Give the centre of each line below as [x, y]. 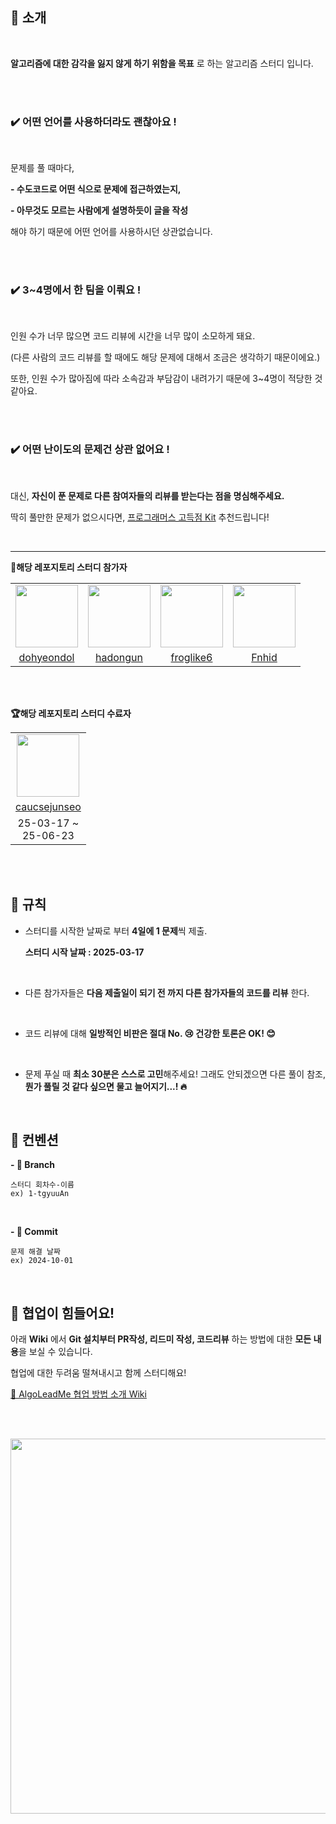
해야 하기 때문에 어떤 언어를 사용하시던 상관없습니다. [111, 232]
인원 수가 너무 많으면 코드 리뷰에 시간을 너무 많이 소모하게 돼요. [133, 336]
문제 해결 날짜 [35, 1252]
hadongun [118, 657]
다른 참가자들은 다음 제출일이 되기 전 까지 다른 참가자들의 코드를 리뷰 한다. [167, 992]
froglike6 [191, 657]
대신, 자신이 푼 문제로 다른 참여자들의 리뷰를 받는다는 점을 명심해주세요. [147, 495]
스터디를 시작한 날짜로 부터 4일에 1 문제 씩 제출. [116, 930]
